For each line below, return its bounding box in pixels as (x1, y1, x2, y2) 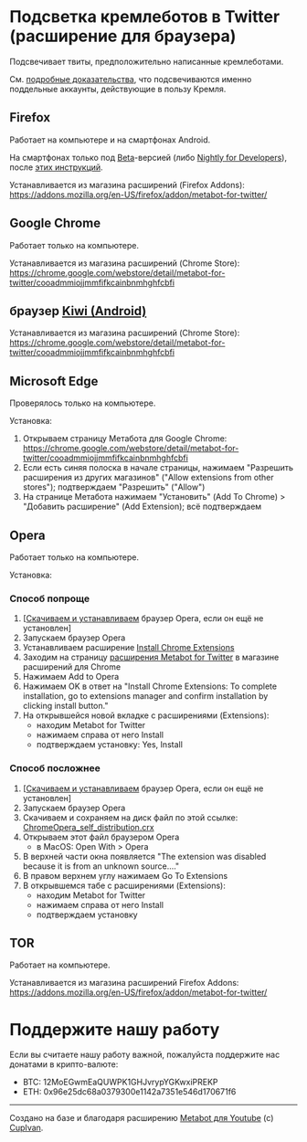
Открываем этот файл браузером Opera (22, 831, 180, 842)
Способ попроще (9, 592, 90, 605)
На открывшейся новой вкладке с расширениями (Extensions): (22, 710, 270, 721)
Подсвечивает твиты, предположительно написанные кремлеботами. (9, 56, 284, 67)
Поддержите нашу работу (9, 1019, 220, 1040)
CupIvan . (9, 1122, 44, 1134)
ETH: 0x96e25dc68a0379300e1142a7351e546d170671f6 (22, 1086, 237, 1097)
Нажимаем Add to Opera (22, 671, 120, 682)
